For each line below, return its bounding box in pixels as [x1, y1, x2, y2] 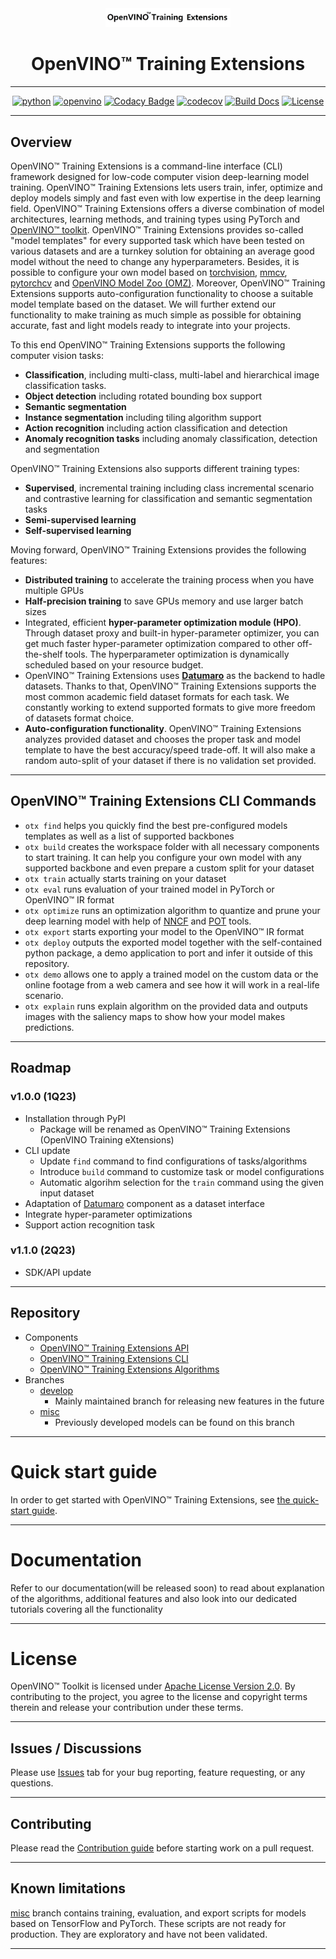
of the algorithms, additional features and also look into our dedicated [10, 1592, 298, 1604]
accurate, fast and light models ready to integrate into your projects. [10, 320, 291, 332]
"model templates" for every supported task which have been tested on [10, 235, 305, 247]
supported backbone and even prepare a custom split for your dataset [24, 862, 315, 874]
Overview [10, 133, 73, 151]
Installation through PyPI [24, 1112, 126, 1124]
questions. [10, 1777, 54, 1789]
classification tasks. [24, 380, 107, 392]
